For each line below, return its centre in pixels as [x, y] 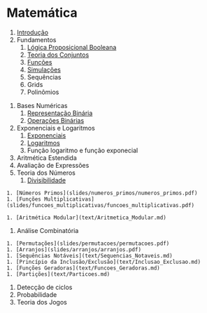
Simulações [44, 69]
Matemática [42, 13]
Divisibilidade [47, 180]
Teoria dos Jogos [42, 302]
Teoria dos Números [46, 173]
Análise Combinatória [48, 230]
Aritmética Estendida [47, 158]
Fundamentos [36, 39]
